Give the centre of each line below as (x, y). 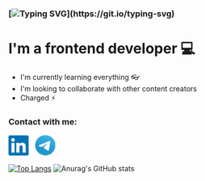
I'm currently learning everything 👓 (79, 77)
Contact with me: (43, 121)
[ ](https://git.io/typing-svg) (92, 14)
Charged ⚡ (38, 98)
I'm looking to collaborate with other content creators (109, 88)
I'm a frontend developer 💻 (102, 49)
